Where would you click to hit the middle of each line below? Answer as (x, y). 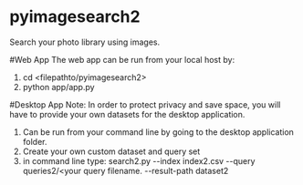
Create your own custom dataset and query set (111, 151)
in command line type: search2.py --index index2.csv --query (139, 160)
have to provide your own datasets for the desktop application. (127, 114)
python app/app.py (58, 87)
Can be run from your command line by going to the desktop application (158, 132)
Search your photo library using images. (85, 42)
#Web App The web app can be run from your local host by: (122, 59)
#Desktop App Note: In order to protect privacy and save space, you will (145, 104)
